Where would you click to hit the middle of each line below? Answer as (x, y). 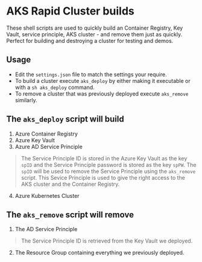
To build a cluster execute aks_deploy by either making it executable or (103, 80)
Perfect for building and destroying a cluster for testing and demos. (90, 41)
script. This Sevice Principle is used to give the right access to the (103, 177)
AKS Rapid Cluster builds (70, 11)
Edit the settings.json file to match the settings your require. (91, 74)
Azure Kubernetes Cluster (47, 195)
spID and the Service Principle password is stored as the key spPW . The (109, 165)
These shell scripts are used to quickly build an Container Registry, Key (95, 28)
